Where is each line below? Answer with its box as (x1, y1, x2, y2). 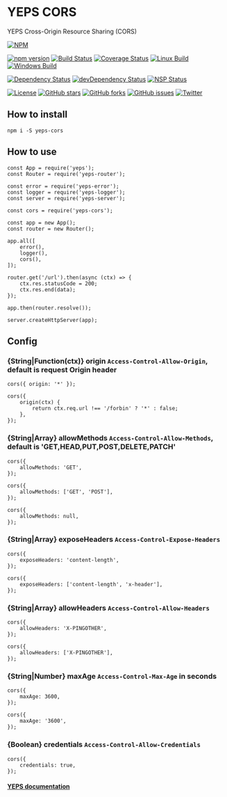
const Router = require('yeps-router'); (7, 170, 126, 177)
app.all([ (7, 237, 36, 244)
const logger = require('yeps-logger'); (7, 188, 126, 195)
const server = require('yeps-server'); (7, 195, 126, 202)
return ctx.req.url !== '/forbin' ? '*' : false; (32, 405, 178, 412)
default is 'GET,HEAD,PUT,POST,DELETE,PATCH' (7, 442, 176, 452)
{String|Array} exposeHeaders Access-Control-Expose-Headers (7, 535, 221, 545)
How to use (7, 146, 57, 158)
